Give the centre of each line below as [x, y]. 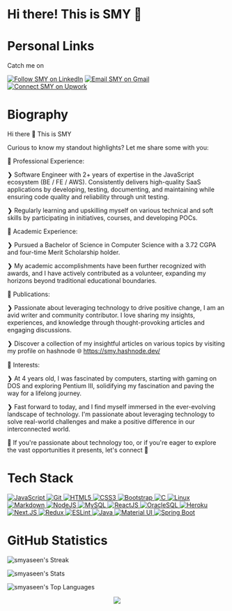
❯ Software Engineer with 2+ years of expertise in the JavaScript [101, 175]
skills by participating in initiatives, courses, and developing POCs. [102, 218]
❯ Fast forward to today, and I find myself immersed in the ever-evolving [111, 407]
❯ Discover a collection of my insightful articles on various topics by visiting [116, 344]
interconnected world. [39, 429]
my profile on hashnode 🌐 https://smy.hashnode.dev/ [84, 351]
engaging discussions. [39, 330]
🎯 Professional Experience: [46, 161]
